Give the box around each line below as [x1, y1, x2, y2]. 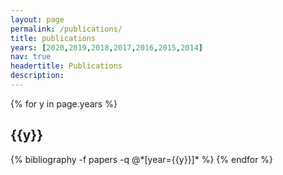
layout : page [10, 14, 65, 25]
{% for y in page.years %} [10, 97, 118, 110]
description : [10, 71, 65, 81]
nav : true [10, 52, 52, 62]
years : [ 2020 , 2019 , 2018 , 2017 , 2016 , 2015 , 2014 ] [10, 42, 203, 53]
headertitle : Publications [10, 61, 123, 71]
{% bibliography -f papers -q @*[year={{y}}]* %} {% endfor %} [10, 153, 274, 165]
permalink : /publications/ [10, 24, 123, 34]
